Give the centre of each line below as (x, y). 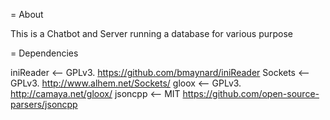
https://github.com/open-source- (251, 93)
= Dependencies (44, 53)
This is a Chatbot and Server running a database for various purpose (151, 33)
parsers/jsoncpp (44, 104)
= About (27, 14)
